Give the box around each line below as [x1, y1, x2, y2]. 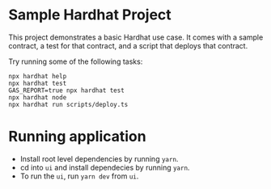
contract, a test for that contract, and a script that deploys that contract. [8, 40, 248, 50]
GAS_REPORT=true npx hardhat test [8, 86, 125, 94]
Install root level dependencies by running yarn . [19, 153, 179, 163]
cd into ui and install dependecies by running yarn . [19, 162, 190, 172]
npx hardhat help [8, 72, 67, 80]
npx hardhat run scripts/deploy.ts [8, 100, 129, 108]
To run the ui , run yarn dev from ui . [19, 171, 139, 181]
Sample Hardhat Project [8, 6, 171, 24]
